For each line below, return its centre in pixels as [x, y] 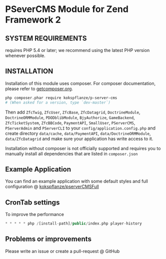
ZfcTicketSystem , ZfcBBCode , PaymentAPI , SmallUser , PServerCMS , [70, 122]
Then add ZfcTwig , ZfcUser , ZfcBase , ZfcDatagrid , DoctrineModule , [73, 112]
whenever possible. [25, 55]
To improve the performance [34, 214]
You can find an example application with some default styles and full [77, 181]
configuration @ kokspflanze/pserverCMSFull [52, 186]
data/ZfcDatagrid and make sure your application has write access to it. [79, 138]
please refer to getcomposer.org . [39, 88]
